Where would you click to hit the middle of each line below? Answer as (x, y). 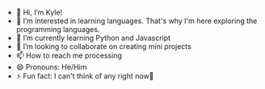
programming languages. (58, 29)
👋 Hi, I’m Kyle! (39, 12)
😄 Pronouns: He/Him (51, 67)
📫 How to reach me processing (69, 55)
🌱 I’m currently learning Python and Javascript (93, 38)
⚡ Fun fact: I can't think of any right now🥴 (85, 76)
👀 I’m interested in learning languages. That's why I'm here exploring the (137, 21)
